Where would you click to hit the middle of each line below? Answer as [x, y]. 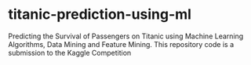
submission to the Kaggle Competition [70, 52]
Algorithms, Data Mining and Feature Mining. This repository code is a [121, 44]
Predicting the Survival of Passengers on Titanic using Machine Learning [126, 36]
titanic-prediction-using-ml [100, 14]
